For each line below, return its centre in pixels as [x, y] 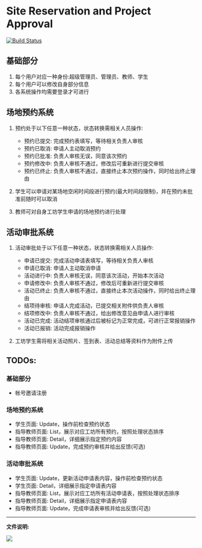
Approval [29, 24]
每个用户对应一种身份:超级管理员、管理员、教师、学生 [81, 76]
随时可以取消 [41, 199]
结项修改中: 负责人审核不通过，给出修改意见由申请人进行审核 [99, 313]
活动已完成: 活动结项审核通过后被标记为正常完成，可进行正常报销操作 [110, 321]
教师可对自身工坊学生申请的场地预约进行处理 [70, 211]
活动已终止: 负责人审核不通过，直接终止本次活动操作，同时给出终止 [107, 291]
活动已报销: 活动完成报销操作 [60, 328]
